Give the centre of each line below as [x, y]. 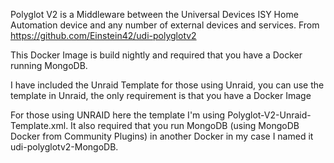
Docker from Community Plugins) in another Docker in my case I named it [162, 136]
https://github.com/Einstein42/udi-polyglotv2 [103, 35]
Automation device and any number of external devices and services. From [165, 25]
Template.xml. [39, 125]
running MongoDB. [49, 65]
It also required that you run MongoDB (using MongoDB [185, 125]
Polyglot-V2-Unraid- [269, 115]
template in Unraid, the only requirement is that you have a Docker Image [161, 95]
